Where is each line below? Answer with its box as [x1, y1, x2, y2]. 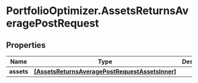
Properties [6, 40, 46, 50]
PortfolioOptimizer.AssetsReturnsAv [6, 4, 189, 18]
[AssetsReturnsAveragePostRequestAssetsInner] [34, 68, 177, 75]
